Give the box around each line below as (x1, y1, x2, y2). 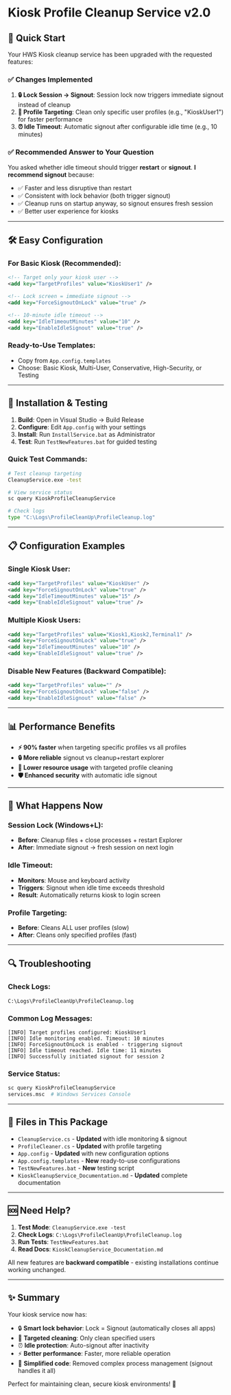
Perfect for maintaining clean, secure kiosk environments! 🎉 (8, 1379, 177, 1388)
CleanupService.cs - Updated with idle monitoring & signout (17, 1135, 187, 1143)
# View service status (8, 489, 73, 496)
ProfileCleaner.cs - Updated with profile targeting (17, 1142, 162, 1150)
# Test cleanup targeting (8, 470, 82, 477)
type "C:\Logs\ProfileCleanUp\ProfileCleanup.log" (8, 514, 156, 521)
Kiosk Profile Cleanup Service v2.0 (8, 5, 211, 21)
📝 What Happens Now (8, 800, 104, 812)
